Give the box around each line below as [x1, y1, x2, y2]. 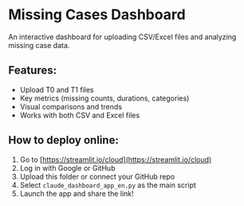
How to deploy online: [8, 133, 120, 147]
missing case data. [8, 40, 70, 50]
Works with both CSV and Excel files [19, 110, 140, 120]
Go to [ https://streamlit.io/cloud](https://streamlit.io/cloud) [19, 154, 212, 164]
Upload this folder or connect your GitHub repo [19, 172, 175, 181]
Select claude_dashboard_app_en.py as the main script [19, 180, 197, 189]
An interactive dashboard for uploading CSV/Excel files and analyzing [8, 32, 237, 42]
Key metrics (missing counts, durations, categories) [19, 93, 190, 103]
